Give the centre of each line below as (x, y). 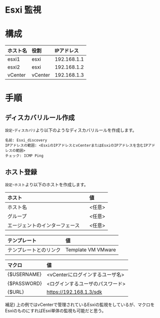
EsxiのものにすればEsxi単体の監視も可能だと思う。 (56, 310)
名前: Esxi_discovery (26, 141)
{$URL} (16, 292)
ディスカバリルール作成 (40, 117)
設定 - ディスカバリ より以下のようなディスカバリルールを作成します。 (71, 130)
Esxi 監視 (23, 10)
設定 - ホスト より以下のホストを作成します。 (47, 184)
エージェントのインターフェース (44, 225)
